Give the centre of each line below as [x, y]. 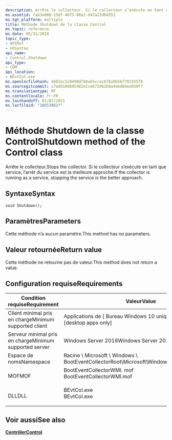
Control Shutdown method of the [76, 142]
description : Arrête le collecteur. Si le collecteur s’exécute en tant [84, 10]
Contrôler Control [24, 432]
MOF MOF [20, 376]
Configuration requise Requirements [64, 283]
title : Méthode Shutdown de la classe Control [56, 24]
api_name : [16, 53]
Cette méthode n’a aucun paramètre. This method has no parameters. [78, 233]
